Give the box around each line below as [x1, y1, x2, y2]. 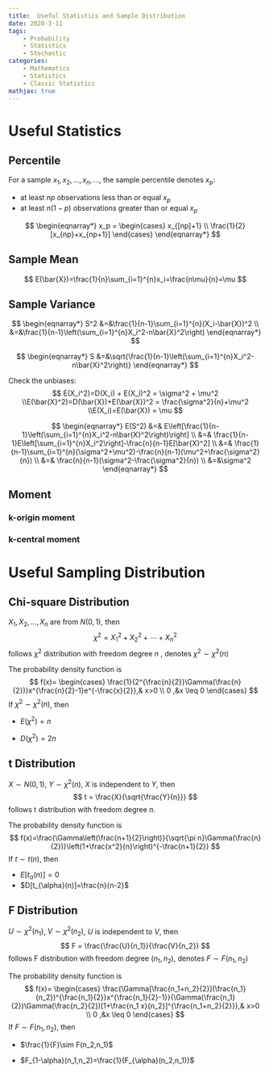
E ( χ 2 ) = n [19, 715, 52, 726]
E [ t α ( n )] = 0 [19, 870, 60, 881]
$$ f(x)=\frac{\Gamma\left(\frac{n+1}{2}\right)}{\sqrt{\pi [9, 832, 196, 842]
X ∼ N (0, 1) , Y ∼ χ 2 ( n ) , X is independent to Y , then [8, 778, 176, 789]
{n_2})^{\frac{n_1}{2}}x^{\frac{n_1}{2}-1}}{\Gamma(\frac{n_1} [35, 992, 236, 1002]
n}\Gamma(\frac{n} [197, 832, 262, 842]
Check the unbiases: [8, 376, 77, 386]
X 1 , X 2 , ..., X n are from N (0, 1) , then [8, 617, 120, 628]
